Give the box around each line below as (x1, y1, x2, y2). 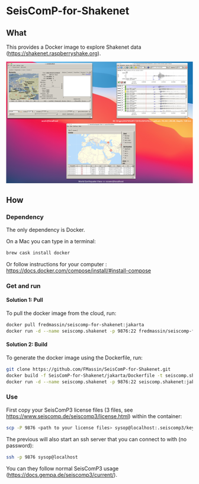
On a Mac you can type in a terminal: (6, 237, 96, 244)
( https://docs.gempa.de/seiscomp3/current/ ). (6, 471, 117, 478)
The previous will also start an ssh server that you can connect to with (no (6, 435, 187, 442)
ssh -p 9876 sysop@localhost (6, 454, 78, 460)
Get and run (6, 282, 41, 290)
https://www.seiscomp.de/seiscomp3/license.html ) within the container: (6, 412, 182, 419)
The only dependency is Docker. (6, 226, 85, 233)
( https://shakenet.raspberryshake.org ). (6, 50, 101, 57)
